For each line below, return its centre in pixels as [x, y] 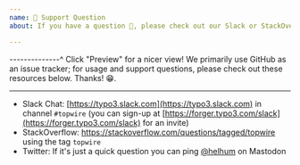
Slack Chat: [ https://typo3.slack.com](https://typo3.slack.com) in [142, 103]
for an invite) [166, 122]
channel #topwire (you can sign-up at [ [94, 113]
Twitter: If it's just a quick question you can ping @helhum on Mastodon [154, 151]
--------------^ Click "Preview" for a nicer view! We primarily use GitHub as [148, 59]
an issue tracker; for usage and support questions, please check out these [146, 69]
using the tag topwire [61, 141]
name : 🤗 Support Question [57, 17]
